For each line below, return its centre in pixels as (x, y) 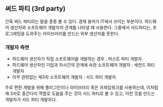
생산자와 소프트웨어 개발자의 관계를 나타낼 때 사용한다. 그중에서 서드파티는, (81, 27)
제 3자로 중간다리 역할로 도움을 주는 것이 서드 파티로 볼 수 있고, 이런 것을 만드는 (80, 93)
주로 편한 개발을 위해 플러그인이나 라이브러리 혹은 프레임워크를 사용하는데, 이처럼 (82, 88)
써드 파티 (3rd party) (35, 9)
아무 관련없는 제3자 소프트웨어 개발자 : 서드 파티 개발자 (64, 77)
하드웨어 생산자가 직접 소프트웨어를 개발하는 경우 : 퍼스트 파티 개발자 (77, 59)
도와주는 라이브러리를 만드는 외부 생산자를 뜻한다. (73, 34)
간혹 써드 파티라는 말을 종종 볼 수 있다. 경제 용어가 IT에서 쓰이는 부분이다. (74, 21)
